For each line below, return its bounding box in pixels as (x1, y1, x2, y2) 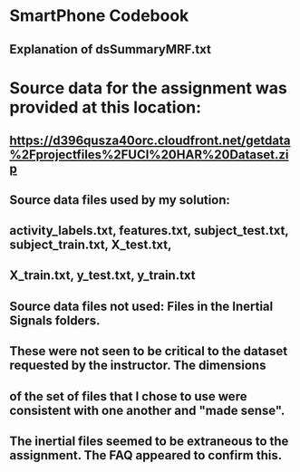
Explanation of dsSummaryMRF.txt (9, 42, 211, 57)
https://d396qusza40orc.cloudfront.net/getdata (9, 133, 291, 149)
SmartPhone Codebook (9, 5, 189, 26)
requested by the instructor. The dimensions (9, 358, 266, 373)
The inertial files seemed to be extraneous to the (9, 433, 289, 448)
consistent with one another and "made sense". (9, 402, 285, 418)
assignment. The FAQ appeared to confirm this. (9, 448, 283, 463)
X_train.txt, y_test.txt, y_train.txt (9, 268, 197, 284)
